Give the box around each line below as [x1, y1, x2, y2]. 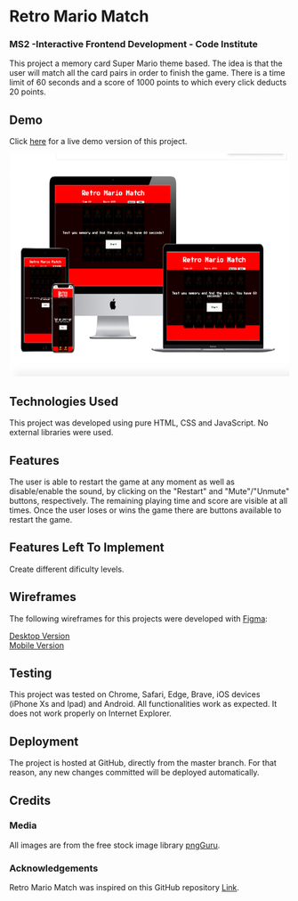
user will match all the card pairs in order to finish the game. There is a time [9, 68, 286, 78]
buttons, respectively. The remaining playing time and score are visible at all [9, 495, 287, 506]
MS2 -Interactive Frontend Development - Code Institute [9, 38, 258, 51]
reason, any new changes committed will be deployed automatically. [9, 767, 260, 778]
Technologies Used [9, 394, 118, 409]
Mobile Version [9, 639, 65, 651]
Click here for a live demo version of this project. [9, 136, 188, 147]
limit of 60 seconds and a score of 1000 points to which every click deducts [9, 77, 287, 88]
